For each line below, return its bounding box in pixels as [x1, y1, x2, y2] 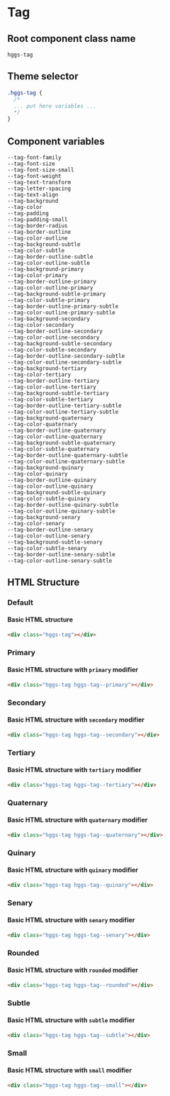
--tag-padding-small [7, 216, 69, 223]
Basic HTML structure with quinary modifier [7, 866, 138, 874]
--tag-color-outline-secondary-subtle [7, 359, 122, 366]
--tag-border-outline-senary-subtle [7, 551, 115, 558]
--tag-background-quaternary [7, 415, 93, 422]
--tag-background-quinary [7, 464, 84, 471]
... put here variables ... [13, 102, 97, 110]
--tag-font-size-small [7, 167, 74, 174]
